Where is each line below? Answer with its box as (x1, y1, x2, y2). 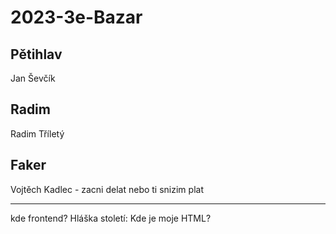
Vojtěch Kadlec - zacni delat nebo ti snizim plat (10, 183, 204, 195)
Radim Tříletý (10, 127, 65, 140)
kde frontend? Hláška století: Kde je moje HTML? (10, 212, 212, 224)
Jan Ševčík (10, 72, 56, 84)
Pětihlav (10, 46, 63, 63)
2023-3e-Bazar (10, 6, 143, 29)
